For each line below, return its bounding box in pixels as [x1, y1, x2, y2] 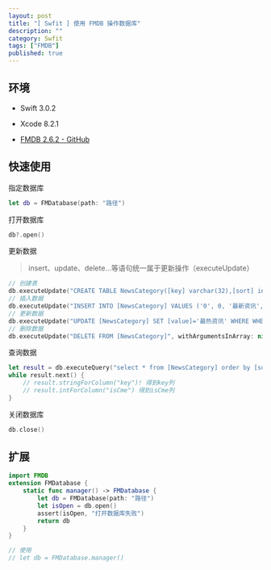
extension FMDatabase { [8, 480, 89, 488]
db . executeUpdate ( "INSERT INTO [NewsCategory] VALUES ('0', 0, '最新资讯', [8, 302, 264, 310]
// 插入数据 [8, 295, 44, 303]
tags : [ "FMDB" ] [8, 42, 60, 50]
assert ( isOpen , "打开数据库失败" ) [37, 509, 145, 518]
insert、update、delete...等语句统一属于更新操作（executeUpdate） [27, 263, 254, 273]
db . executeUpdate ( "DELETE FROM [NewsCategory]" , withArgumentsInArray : [8, 332, 254, 340]
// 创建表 [8, 279, 38, 287]
